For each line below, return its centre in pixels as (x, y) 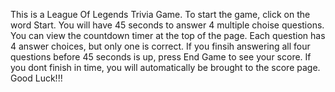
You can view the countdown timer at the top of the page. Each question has (168, 35)
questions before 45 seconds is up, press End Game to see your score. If (161, 57)
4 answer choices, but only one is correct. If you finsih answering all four (160, 46)
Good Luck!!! (36, 78)
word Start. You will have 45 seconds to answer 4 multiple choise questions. (167, 25)
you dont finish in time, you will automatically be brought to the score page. (165, 67)
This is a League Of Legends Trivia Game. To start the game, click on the (160, 14)
